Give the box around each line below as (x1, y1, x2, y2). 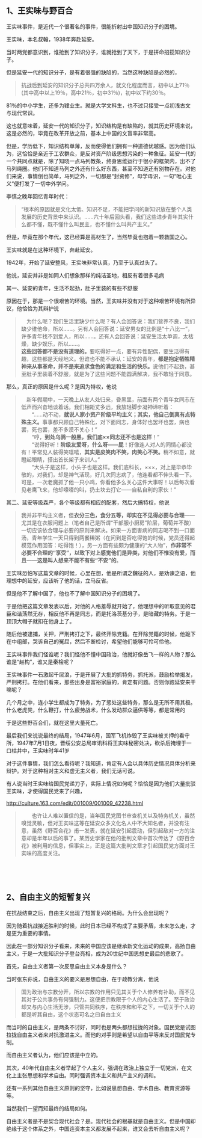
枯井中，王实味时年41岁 (11, 746, 70, 754)
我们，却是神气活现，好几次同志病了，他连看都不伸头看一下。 (41, 471, 195, 478)
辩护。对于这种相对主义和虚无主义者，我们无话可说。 (6, 767, 138, 774)
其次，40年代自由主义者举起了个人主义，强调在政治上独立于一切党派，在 (6, 1064, 187, 1071)
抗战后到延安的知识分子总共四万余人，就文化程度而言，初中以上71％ (20, 81, 190, 88)
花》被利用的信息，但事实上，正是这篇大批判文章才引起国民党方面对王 (20, 841, 195, 849)
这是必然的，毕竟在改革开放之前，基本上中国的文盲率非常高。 (6, 129, 159, 137)
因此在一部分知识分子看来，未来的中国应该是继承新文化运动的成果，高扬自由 (6, 942, 196, 949)
